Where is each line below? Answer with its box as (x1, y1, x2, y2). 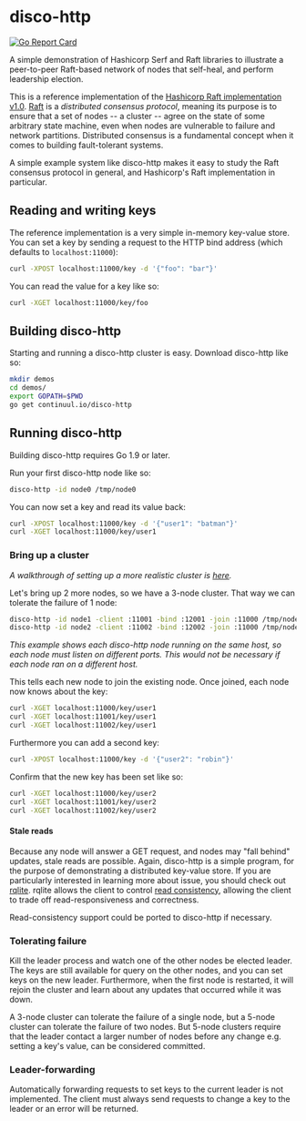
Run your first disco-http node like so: (9, 467, 152, 478)
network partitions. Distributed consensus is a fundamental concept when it (9, 129, 294, 140)
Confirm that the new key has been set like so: (9, 771, 184, 782)
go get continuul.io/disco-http (9, 400, 132, 409)
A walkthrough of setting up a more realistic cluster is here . (9, 569, 232, 580)
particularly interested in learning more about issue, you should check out (9, 874, 287, 885)
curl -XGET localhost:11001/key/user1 (9, 712, 157, 721)
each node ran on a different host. (9, 658, 138, 670)
